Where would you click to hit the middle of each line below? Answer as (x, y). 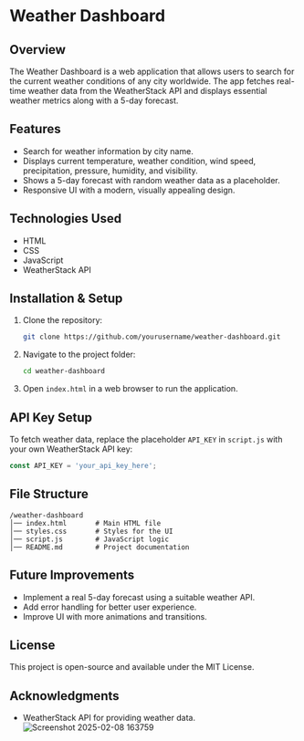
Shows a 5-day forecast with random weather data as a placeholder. (151, 180)
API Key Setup (51, 417)
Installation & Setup (66, 299)
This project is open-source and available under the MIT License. (132, 667)
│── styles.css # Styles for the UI (91, 531)
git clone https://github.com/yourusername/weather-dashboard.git (152, 337)
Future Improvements (72, 575)
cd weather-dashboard (63, 371)
